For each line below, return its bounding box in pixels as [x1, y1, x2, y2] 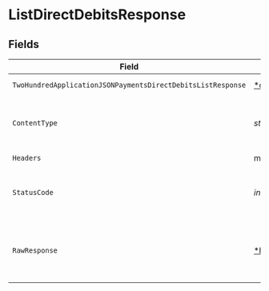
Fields [8, 38, 40, 51]
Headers [12, 153, 42, 162]
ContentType [12, 118, 58, 127]
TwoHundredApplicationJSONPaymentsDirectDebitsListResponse [12, 81, 247, 90]
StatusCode [12, 188, 54, 197]
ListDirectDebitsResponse [8, 6, 187, 24]
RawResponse [12, 246, 58, 255]
